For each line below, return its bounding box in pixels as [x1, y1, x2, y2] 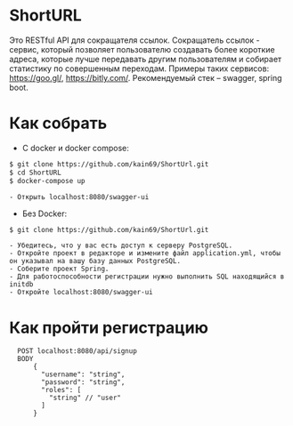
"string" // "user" [48, 393, 122, 403]
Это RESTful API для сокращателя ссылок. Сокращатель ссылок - [9, 35, 260, 45]
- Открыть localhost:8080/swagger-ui [9, 192, 150, 201]
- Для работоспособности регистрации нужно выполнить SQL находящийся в [9, 272, 285, 281]
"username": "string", [41, 370, 126, 379]
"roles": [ [41, 386, 82, 395]
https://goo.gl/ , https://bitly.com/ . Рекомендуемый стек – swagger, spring [9, 72, 282, 83]
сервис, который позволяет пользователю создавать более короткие [9, 44, 275, 54]
